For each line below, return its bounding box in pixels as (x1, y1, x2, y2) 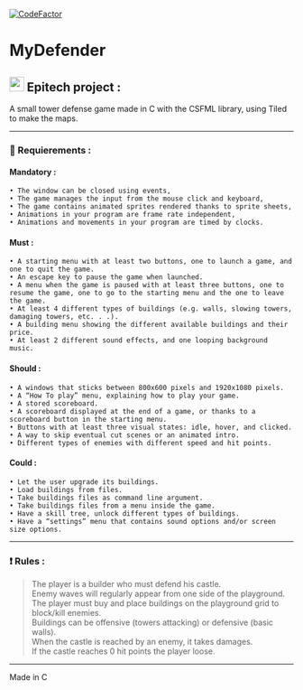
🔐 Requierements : (9, 144, 92, 156)
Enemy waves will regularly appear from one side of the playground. (31, 588, 286, 600)
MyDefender (9, 41, 106, 61)
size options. (9, 525, 63, 534)
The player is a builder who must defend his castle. (31, 579, 222, 590)
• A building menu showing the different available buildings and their (9, 321, 289, 330)
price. (9, 328, 34, 338)
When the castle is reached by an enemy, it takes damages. (31, 637, 253, 648)
